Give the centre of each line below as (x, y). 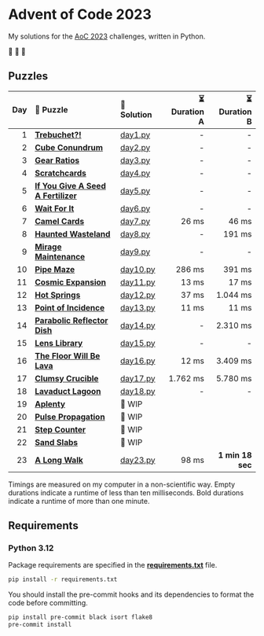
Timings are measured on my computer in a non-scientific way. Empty (122, 484)
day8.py (136, 233)
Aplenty (50, 404)
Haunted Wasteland (73, 233)
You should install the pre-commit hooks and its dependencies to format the (131, 594)
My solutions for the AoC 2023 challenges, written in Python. (107, 36)
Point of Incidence (70, 307)
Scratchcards (60, 173)
